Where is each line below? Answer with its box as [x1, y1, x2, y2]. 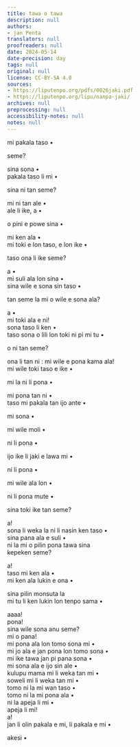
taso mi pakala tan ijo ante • [7, 398, 86, 407]
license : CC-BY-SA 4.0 [7, 74, 72, 81]
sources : [7, 81, 32, 88]
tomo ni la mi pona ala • [7, 690, 74, 699]
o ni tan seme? [7, 343, 49, 352]
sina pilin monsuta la [7, 589, 65, 597]
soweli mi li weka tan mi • [7, 676, 79, 684]
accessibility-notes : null [7, 112, 84, 119]
